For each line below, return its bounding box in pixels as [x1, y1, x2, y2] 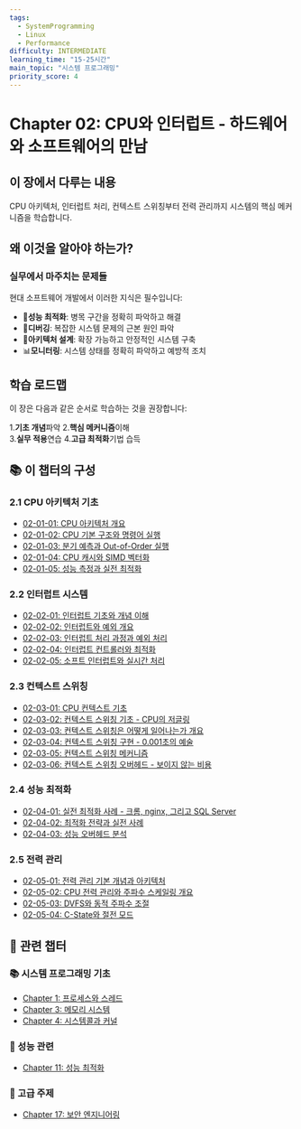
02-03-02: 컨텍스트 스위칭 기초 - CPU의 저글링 [22, 714, 191, 724]
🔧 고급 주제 [9, 1087, 54, 1100]
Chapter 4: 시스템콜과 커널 [22, 1015, 118, 1026]
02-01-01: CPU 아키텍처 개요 [22, 518, 126, 528]
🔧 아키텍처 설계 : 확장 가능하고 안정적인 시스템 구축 [22, 334, 196, 345]
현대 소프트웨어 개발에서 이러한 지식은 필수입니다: [9, 293, 183, 303]
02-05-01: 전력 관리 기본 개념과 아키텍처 [22, 875, 166, 886]
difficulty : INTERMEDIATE [9, 47, 106, 56]
